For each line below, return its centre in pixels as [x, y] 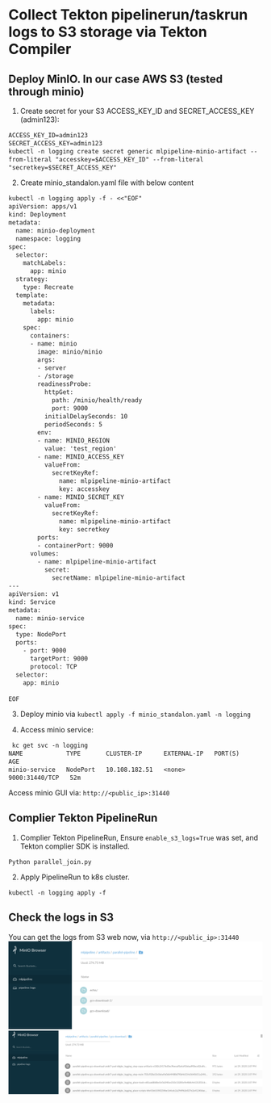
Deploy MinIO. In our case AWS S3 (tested [116, 79]
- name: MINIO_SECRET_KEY [81, 497]
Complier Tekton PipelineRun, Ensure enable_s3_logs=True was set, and [139, 837]
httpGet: [59, 392]
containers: [50, 336]
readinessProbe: [65, 384]
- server [52, 368]
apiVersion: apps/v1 [43, 207]
